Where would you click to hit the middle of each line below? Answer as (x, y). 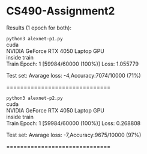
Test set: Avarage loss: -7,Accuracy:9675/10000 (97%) (74, 135)
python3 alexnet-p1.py (34, 38)
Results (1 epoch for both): (39, 28)
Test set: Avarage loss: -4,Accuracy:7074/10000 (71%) (73, 75)
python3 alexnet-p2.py (34, 98)
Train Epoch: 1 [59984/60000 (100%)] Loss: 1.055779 (73, 64)
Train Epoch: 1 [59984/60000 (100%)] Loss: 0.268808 (73, 123)
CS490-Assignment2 (61, 11)
